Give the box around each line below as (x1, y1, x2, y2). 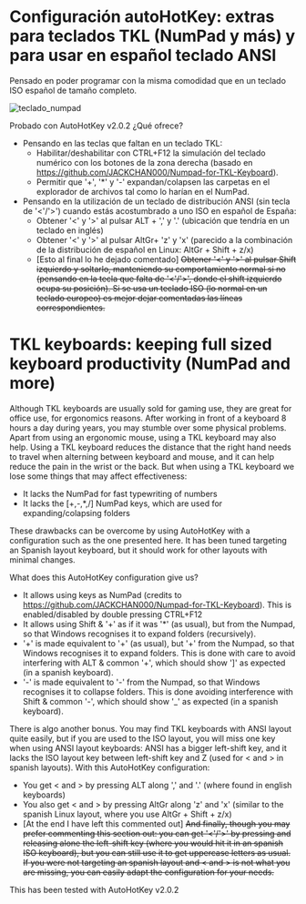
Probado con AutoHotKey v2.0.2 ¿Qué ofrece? (9, 120, 184, 131)
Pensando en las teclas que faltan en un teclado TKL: (22, 137, 223, 148)
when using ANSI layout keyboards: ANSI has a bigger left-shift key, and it (9, 742, 287, 753)
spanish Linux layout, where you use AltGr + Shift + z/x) (22, 808, 232, 819)
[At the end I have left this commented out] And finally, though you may (22, 818, 291, 829)
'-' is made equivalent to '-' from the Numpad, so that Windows (22, 676, 260, 687)
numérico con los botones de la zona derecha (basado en (36, 157, 253, 168)
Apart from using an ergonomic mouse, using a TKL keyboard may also (9, 432, 277, 442)
